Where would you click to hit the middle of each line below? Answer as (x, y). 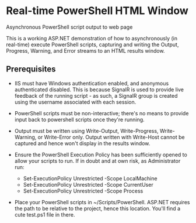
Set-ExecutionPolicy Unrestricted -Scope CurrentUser (88, 184)
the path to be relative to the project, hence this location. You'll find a (97, 208)
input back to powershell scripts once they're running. (79, 119)
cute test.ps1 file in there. (45, 214)
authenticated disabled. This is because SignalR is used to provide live (99, 90)
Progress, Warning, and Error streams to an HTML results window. (85, 50)
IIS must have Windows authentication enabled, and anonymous (92, 83)
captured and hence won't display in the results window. (82, 143)
